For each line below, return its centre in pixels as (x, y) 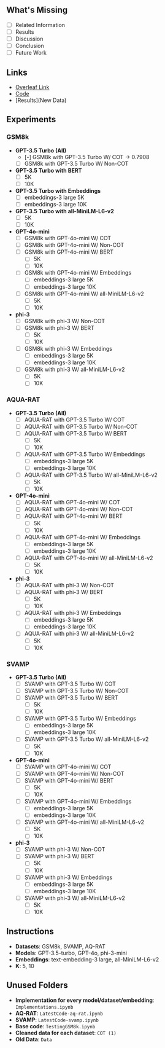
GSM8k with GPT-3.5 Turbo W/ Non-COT (76, 163)
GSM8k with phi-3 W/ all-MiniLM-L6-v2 (75, 370)
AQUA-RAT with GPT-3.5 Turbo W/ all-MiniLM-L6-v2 (91, 475)
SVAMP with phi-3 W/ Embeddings (68, 877)
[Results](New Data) (41, 100)
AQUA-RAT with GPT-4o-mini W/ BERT (73, 516)
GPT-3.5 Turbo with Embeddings (58, 190)
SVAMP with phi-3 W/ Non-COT (65, 850)
